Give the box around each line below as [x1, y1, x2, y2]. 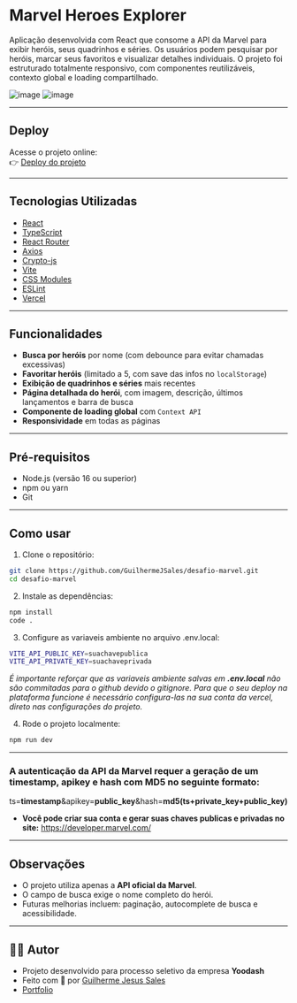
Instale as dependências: [21, 590, 113, 601]
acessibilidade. [21, 908, 77, 919]
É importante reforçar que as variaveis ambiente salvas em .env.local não [9, 673, 281, 684]
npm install [9, 608, 53, 616]
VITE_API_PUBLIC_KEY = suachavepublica [9, 649, 148, 658]
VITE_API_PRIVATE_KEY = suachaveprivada [9, 657, 152, 666]
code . [9, 616, 34, 624]
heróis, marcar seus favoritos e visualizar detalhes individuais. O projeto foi [9, 53, 283, 64]
